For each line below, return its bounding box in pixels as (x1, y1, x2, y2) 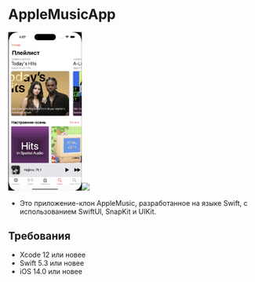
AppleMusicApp (8, 5, 116, 24)
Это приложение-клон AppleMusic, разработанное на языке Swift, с (19, 198, 248, 207)
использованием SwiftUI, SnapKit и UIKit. (19, 207, 157, 216)
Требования (8, 229, 71, 243)
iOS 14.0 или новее (19, 267, 82, 277)
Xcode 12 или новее (19, 250, 86, 260)
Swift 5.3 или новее (19, 258, 85, 268)
